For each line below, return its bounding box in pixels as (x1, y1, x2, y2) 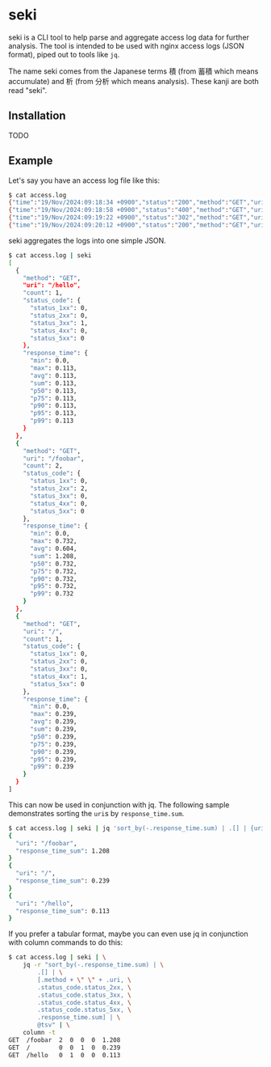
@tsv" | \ (37, 1021, 70, 1029)
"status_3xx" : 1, (29, 319, 89, 327)
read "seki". (8, 85, 48, 95)
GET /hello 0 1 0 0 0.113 (8, 1051, 121, 1059)
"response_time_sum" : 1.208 (15, 847, 110, 855)
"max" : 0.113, (29, 364, 78, 373)
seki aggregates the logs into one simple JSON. (8, 235, 167, 245)
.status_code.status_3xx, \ (37, 991, 131, 999)
